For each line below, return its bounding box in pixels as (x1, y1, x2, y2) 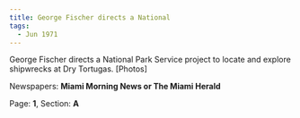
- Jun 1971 (17, 29, 58, 38)
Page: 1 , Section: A (9, 98, 79, 109)
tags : (9, 21, 30, 30)
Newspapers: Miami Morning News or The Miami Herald (9, 81, 222, 92)
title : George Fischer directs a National (9, 13, 171, 22)
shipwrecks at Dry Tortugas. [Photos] (9, 63, 148, 74)
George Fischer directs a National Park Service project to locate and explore (9, 55, 292, 65)
